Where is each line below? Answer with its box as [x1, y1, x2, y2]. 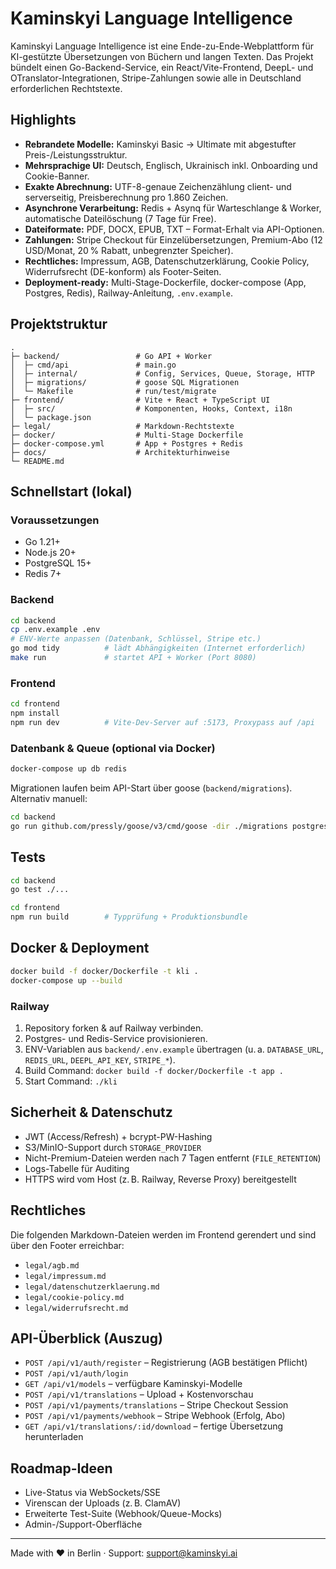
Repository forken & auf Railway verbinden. [24, 1022, 204, 1034]
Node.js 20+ [24, 547, 77, 559]
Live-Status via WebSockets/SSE [24, 1487, 162, 1499]
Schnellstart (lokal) [10, 483, 133, 500]
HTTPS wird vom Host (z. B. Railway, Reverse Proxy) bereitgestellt [24, 1173, 297, 1185]
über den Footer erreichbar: [10, 1239, 125, 1251]
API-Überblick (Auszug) [10, 1330, 163, 1347]
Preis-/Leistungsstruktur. [24, 148, 128, 161]
